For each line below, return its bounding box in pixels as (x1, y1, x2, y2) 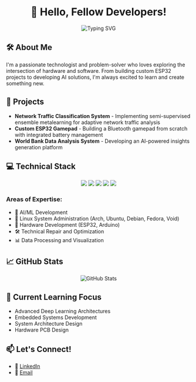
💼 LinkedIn (14, 363, 40, 370)
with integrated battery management (14, 131, 103, 138)
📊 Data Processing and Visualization (14, 236, 104, 243)
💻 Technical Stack (6, 161, 76, 171)
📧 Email (14, 369, 33, 376)
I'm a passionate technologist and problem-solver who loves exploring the (6, 61, 185, 68)
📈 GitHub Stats (6, 257, 63, 267)
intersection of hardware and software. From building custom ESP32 (6, 67, 171, 74)
